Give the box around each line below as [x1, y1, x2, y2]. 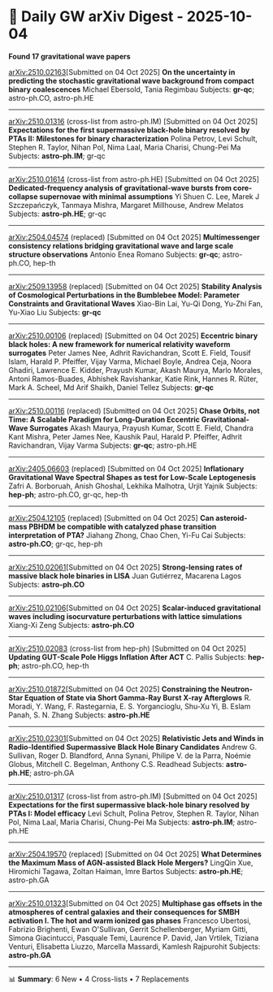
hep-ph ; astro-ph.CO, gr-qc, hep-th [8, 489, 128, 499]
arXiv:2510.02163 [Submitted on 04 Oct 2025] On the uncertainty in [8, 67, 236, 76]
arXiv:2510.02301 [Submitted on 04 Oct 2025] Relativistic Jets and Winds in [8, 733, 264, 743]
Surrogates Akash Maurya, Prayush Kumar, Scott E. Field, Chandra [29, 422, 254, 433]
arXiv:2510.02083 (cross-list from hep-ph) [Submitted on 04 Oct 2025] [8, 643, 246, 653]
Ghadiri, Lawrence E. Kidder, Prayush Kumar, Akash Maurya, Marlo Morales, [8, 365, 263, 375]
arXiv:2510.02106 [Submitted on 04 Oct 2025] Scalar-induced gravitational [8, 603, 262, 613]
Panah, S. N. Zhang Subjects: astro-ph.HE [8, 710, 150, 720]
